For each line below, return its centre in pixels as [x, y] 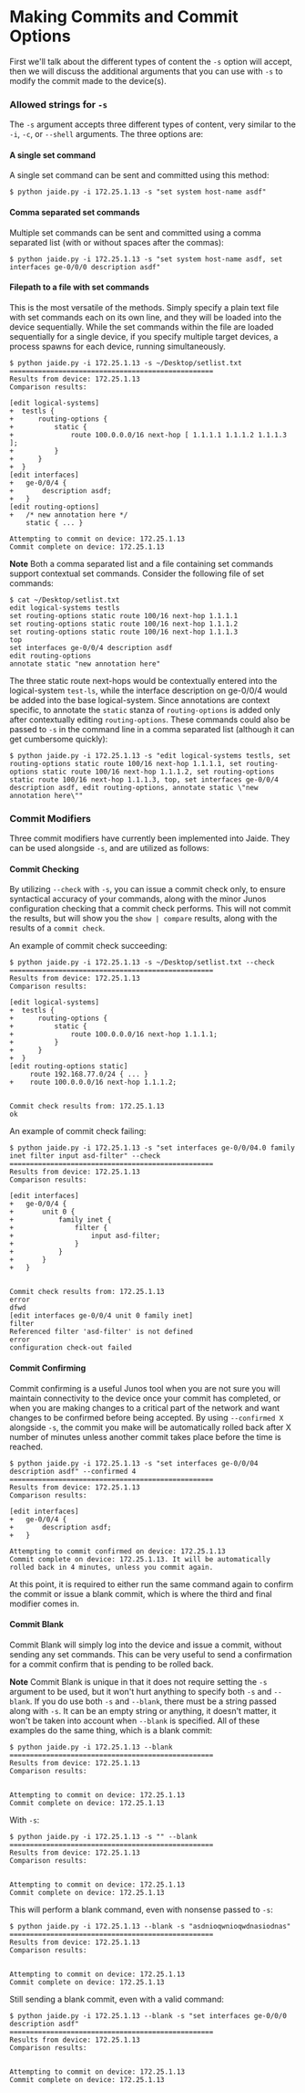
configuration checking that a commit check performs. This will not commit [150, 909]
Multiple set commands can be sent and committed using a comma [135, 232]
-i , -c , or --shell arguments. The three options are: [107, 134]
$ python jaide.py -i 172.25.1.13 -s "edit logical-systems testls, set [150, 755]
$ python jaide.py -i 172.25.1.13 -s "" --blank [103, 1836]
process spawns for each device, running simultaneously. [117, 346]
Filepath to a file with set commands [80, 287]
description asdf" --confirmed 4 [73, 1471]
